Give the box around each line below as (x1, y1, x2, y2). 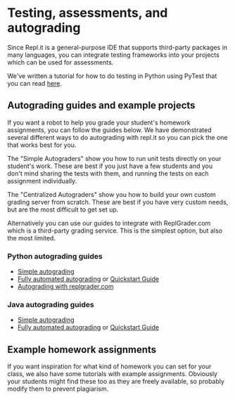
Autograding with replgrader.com (17, 283, 114, 291)
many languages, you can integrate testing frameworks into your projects (7, 51, 220, 59)
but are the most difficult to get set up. (7, 205, 119, 214)
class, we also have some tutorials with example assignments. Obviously (7, 370, 218, 378)
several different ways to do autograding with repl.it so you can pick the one (7, 133, 228, 141)
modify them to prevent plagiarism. (7, 385, 109, 393)
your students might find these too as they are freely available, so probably (7, 378, 225, 386)
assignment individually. (7, 176, 77, 185)
